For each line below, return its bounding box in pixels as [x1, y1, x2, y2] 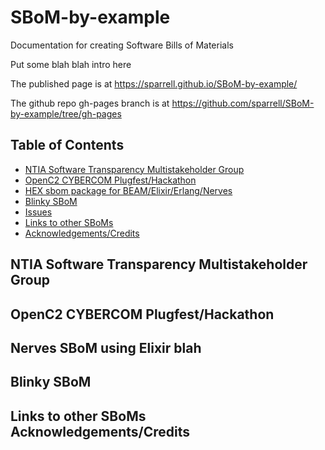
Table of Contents [10, 137, 125, 154]
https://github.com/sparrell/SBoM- [171, 97, 315, 109]
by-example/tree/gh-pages [10, 107, 122, 120]
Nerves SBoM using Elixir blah [10, 339, 202, 356]
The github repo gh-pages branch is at [10, 97, 170, 109]
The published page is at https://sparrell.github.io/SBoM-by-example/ [10, 77, 298, 90]
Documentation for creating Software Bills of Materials [10, 39, 234, 51]
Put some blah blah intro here [10, 58, 132, 70]
